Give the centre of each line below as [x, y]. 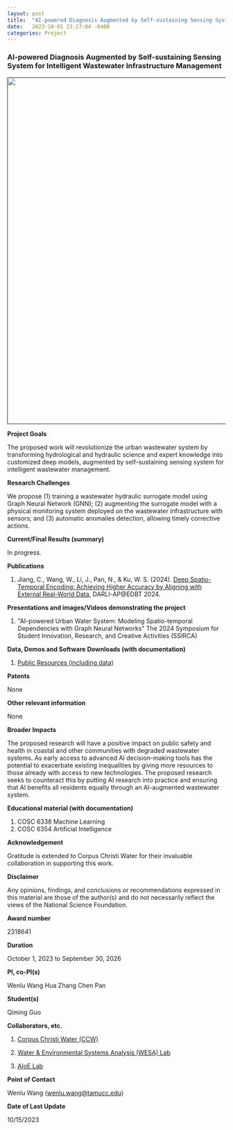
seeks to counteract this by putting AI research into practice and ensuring [112, 780]
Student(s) [23, 998]
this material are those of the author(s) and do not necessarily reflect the [111, 897]
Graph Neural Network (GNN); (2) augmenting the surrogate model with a [112, 503]
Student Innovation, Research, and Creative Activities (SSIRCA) [107, 636]
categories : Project [37, 33]
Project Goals [27, 433]
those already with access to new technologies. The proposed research [110, 772]
